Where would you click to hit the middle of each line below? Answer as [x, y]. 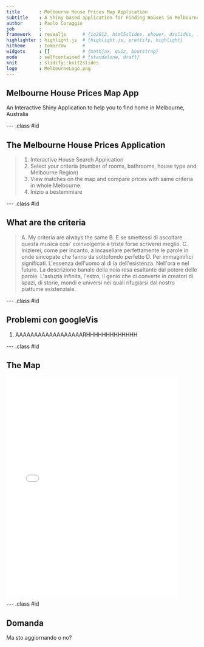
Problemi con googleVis [52, 320]
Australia [17, 114]
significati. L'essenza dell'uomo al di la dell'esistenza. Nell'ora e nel [105, 263]
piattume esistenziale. [49, 289]
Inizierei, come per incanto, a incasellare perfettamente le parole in [105, 250]
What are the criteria [46, 223]
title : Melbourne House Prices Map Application [77, 12]
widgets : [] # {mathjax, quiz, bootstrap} [83, 52]
